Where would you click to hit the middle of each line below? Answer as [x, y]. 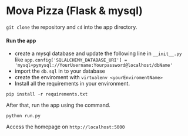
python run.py [23, 116]
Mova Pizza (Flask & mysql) [74, 11]
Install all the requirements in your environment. [72, 84]
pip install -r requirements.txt [47, 94]
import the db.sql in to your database [60, 71]
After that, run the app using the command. [58, 105]
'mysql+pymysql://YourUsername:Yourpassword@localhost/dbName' [94, 66]
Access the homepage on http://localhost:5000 [66, 127]
